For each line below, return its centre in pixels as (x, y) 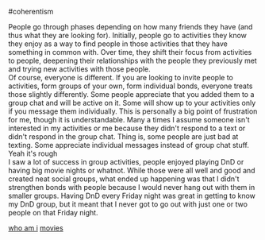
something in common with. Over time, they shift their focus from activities (130, 52)
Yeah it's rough (33, 153)
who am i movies (36, 228)
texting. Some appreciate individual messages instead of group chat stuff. (129, 145)
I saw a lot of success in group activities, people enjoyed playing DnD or (126, 162)
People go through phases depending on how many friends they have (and (131, 27)
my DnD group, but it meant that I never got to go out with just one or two (128, 204)
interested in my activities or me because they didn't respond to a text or (127, 128)
